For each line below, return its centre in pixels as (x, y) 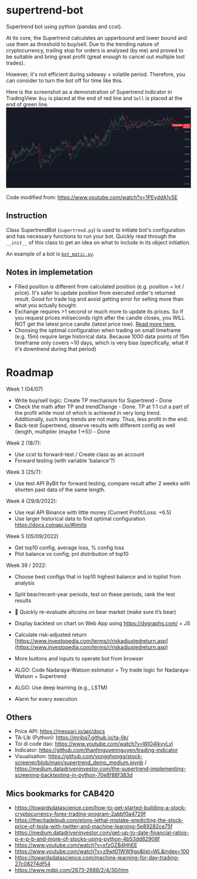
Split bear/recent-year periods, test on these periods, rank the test (95, 594)
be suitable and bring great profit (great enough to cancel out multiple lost (96, 56)
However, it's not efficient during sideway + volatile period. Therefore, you (96, 74)
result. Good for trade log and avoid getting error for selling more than (99, 299)
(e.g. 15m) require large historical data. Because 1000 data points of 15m (102, 336)
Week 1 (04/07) (25, 389)
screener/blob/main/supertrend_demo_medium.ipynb (79, 763)
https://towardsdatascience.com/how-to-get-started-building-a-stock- (100, 808)
